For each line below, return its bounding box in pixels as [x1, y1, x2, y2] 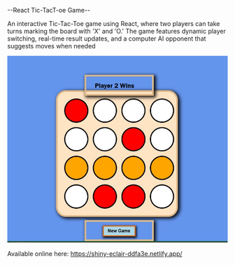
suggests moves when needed [7, 42, 96, 50]
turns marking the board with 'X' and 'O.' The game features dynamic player [7, 27, 226, 35]
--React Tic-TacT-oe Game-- [7, 6, 91, 14]
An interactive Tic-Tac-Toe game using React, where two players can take [7, 20, 220, 27]
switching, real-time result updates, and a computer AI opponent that [7, 34, 206, 43]
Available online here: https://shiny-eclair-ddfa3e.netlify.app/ [7, 250, 183, 258]
